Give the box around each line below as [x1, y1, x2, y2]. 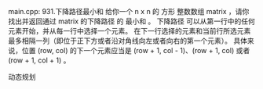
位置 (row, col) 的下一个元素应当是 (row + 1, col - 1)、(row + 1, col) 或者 [21, 46, 250, 55]
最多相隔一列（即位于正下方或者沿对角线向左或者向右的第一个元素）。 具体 [8, 36, 247, 45]
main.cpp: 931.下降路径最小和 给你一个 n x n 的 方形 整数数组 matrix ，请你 [8, 7, 250, 16]
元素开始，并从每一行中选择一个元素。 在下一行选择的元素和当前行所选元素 [8, 27, 251, 35]
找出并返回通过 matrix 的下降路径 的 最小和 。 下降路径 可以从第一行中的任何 [8, 16, 255, 26]
